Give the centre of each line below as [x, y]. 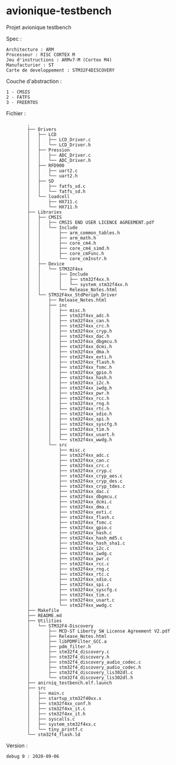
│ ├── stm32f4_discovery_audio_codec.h [84, 667]
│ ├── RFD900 [46, 166]
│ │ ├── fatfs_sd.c [56, 186]
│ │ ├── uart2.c [53, 171]
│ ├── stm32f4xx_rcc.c [69, 564]
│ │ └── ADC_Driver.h [59, 160]
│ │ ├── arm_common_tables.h [74, 233]
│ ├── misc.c [56, 450]
